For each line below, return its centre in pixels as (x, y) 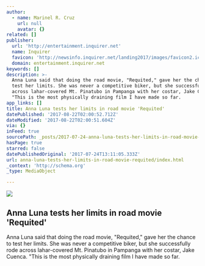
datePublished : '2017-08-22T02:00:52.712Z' (63, 114)
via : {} (16, 126)
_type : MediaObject (31, 171)
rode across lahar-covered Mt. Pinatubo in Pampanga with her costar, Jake (101, 250)
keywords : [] (23, 69)
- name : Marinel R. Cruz (43, 18)
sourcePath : (21, 137)
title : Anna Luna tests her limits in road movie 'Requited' (86, 109)
